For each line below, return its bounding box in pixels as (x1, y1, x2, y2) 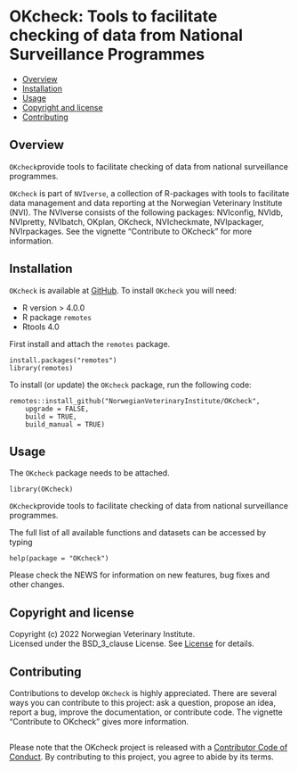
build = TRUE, (25, 412, 77, 421)
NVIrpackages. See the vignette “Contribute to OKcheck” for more (9, 226, 252, 236)
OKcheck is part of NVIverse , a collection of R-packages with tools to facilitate (9, 187, 290, 198)
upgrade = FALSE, (25, 404, 90, 413)
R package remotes (21, 311, 92, 322)
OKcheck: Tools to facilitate (9, 6, 218, 27)
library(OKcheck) (9, 485, 74, 494)
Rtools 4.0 (21, 321, 60, 332)
